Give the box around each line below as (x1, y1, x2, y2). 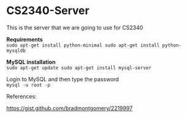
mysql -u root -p (6, 82, 51, 88)
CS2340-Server (6, 4, 90, 18)
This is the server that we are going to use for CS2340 (6, 24, 144, 31)
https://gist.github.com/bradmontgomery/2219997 (6, 105, 133, 112)
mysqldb (6, 47, 26, 54)
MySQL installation (6, 58, 56, 65)
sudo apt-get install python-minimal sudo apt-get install (6, 42, 160, 48)
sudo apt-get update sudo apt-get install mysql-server (6, 65, 152, 71)
